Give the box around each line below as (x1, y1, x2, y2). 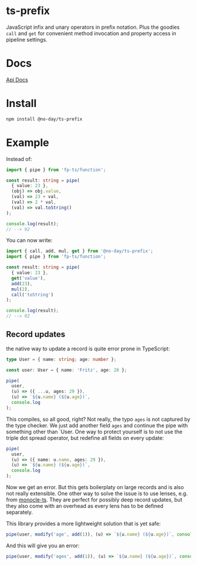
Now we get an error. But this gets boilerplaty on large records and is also (6, 484, 184, 491)
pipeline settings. (6, 36, 48, 43)
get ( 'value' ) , (11, 275, 46, 281)
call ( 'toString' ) (11, 292, 54, 297)
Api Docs (6, 76, 28, 83)
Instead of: (6, 155, 32, 162)
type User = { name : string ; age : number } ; (6, 356, 117, 362)
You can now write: (6, 237, 53, 244)
